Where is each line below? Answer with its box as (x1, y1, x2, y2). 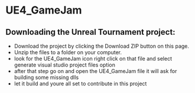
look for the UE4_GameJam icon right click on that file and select (14, 55, 173, 62)
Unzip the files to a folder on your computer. (14, 49, 122, 56)
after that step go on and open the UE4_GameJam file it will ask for (14, 68, 177, 74)
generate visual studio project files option (14, 61, 116, 68)
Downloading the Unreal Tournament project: (5, 27, 175, 37)
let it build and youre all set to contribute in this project (14, 80, 147, 87)
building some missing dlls (14, 74, 79, 81)
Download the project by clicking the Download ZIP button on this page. (14, 42, 190, 49)
